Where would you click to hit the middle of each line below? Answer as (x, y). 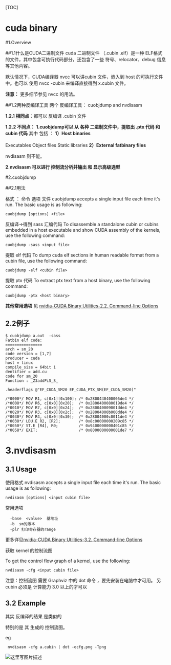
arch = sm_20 (19, 349)
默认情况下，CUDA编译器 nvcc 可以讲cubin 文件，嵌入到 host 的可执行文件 (84, 77)
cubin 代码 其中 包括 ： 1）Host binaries (48, 133)
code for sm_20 (22, 376)
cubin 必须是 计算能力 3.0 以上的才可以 (46, 587)
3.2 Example (26, 603)
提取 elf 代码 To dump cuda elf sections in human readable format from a (82, 255)
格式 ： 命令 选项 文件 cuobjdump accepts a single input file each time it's (83, 199)
